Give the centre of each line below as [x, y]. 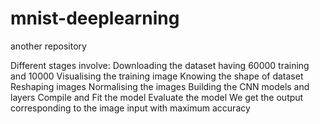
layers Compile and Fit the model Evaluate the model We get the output [157, 97]
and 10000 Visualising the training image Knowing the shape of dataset [157, 76]
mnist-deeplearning [95, 18]
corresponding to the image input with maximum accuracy [130, 108]
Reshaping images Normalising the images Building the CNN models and [160, 86]
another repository [48, 46]
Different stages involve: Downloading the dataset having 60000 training [160, 65]
